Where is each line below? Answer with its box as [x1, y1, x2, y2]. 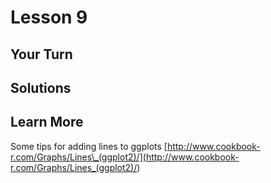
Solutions [10, 79, 72, 96]
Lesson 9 [10, 6, 88, 29]
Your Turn [10, 46, 73, 63]
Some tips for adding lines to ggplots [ [10, 140, 168, 152]
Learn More [10, 114, 84, 131]
